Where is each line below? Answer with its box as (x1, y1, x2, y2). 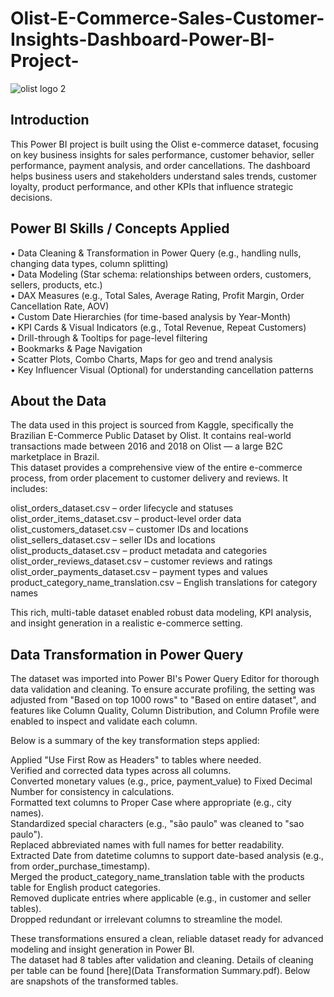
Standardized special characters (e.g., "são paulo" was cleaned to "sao (10, 818, 305, 830)
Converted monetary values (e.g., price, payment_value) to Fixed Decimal (10, 775, 313, 787)
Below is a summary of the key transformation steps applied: (10, 735, 260, 747)
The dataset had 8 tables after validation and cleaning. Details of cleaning (10, 954, 314, 966)
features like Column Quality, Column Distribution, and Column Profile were (10, 705, 320, 717)
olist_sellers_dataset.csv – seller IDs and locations (10, 534, 216, 546)
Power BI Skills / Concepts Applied (10, 220, 230, 237)
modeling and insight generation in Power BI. (10, 943, 195, 956)
